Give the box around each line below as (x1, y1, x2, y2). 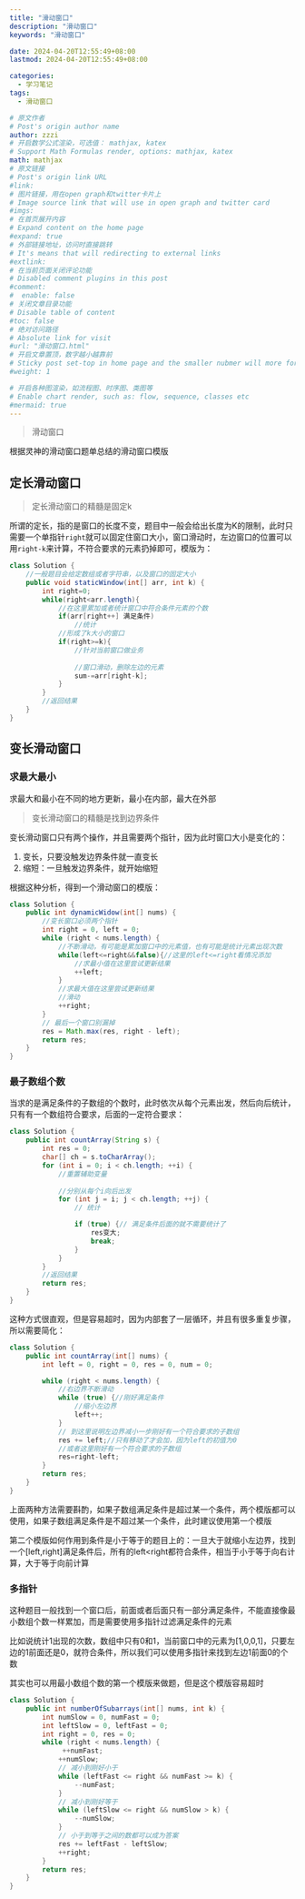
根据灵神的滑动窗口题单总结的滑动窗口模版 (9, 446, 169, 457)
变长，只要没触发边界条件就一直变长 (22, 851, 159, 862)
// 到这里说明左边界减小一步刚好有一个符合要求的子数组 (57, 1427, 240, 1436)
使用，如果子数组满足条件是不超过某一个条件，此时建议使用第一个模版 (9, 1515, 272, 1526)
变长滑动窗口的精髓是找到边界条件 (31, 812, 160, 823)
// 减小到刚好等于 (57, 1797, 118, 1806)
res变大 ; (90, 1228, 121, 1237)
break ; (90, 1237, 116, 1246)
